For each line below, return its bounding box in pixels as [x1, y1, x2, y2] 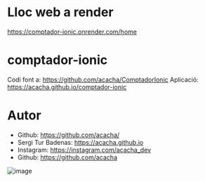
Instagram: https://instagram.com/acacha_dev [17, 145, 152, 154]
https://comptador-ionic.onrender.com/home [7, 27, 137, 36]
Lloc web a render [7, 4, 114, 20]
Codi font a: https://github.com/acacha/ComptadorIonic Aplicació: [7, 75, 199, 84]
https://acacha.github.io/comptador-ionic [7, 82, 127, 91]
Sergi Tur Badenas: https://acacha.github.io [17, 138, 144, 146]
